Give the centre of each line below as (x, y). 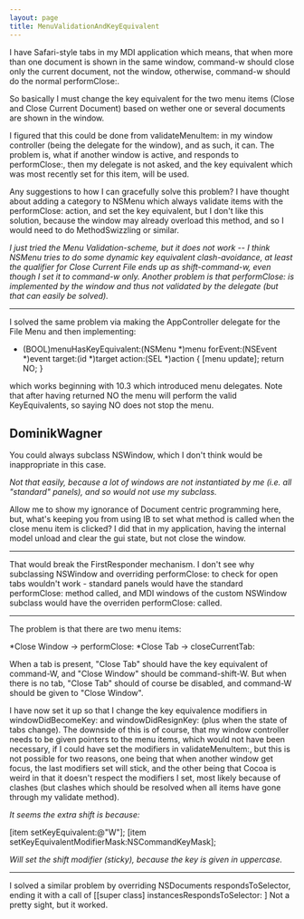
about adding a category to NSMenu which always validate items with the (146, 201)
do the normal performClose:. (65, 81)
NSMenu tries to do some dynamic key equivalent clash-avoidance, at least (151, 257)
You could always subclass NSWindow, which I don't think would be (136, 455)
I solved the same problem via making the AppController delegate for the (145, 322)
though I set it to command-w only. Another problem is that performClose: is (152, 276)
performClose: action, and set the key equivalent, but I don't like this (137, 210)
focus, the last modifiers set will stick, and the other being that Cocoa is (143, 769)
